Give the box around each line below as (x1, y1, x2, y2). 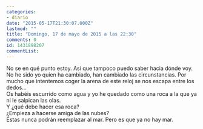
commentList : (6, 48, 39, 54)
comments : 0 (6, 37, 36, 43)
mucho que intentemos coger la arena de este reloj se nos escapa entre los (6, 77, 195, 84)
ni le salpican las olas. (6, 96, 61, 104)
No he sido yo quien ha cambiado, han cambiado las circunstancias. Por (6, 71, 187, 78)
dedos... (6, 84, 27, 91)
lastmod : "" (6, 25, 36, 32)
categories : (6, 8, 36, 15)
